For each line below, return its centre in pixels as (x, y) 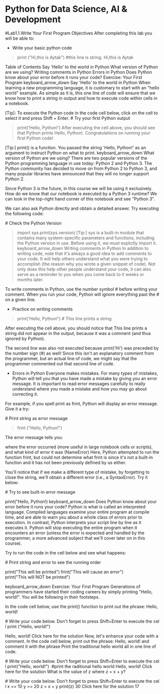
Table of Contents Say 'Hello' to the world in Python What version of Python (82, 67)
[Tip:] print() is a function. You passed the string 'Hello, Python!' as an (75, 147)
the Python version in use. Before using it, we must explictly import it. (87, 243)
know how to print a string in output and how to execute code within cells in (81, 98)
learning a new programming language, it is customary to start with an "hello (82, 87)
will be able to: (20, 38)
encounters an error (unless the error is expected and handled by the (75, 533)
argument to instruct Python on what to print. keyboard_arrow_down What (80, 153)
